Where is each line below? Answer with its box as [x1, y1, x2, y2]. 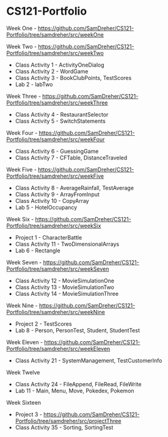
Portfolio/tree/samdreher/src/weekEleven [6, 345, 111, 352]
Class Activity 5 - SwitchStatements [15, 117, 106, 125]
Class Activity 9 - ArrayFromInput [15, 191, 100, 198]
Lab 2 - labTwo [15, 81, 53, 88]
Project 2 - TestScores [15, 320, 72, 328]
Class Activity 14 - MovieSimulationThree [15, 290, 119, 297]
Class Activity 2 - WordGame [15, 67, 89, 75]
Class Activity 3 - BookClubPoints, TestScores [15, 74, 132, 81]
